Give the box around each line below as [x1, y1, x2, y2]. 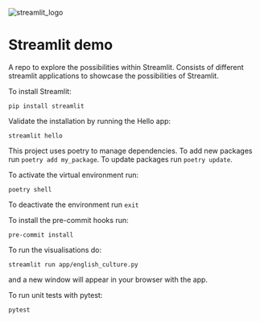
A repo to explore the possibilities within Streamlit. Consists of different [8, 62, 244, 72]
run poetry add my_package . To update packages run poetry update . [8, 154, 233, 164]
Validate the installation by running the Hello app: [8, 116, 171, 126]
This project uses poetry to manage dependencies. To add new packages [8, 146, 253, 155]
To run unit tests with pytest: [8, 290, 103, 299]
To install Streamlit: [8, 86, 72, 96]
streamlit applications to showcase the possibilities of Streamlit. [8, 71, 219, 80]
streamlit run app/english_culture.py [8, 260, 138, 269]
